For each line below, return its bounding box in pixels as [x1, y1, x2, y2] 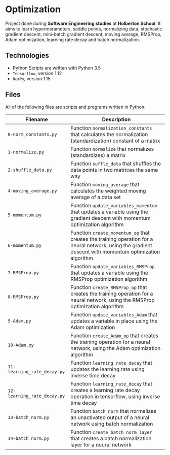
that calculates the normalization [70, 131, 148, 138]
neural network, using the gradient [70, 242, 153, 249]
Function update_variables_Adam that [70, 311, 158, 318]
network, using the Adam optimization [70, 344, 161, 351]
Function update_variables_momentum [70, 202, 158, 209]
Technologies [5, 51, 50, 60]
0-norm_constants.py [8, 131, 57, 137]
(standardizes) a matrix [70, 151, 126, 158]
